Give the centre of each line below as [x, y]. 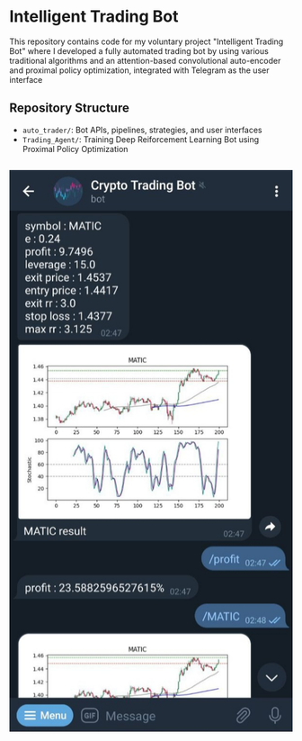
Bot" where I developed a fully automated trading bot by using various [139, 50]
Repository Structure [70, 108]
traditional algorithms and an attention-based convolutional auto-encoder [145, 60]
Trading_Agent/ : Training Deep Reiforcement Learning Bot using [141, 139]
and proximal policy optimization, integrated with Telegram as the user [139, 70]
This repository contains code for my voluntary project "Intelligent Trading [147, 41]
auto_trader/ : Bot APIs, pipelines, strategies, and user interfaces [142, 130]
